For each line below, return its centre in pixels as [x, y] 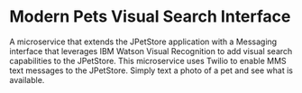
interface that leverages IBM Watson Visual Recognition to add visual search [151, 51]
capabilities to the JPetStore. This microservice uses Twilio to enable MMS [148, 60]
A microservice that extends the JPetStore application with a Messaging [143, 42]
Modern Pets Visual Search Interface [150, 17]
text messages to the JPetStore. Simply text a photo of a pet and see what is [151, 70]
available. [27, 79]
